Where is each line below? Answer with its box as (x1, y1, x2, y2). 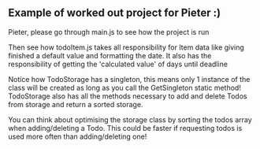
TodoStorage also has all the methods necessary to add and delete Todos (8, 91, 247, 101)
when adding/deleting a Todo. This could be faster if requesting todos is (8, 123, 243, 132)
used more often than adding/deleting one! (8, 132, 147, 141)
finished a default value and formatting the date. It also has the (8, 50, 212, 60)
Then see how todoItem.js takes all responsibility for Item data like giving (8, 43, 244, 52)
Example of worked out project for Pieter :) (8, 6, 221, 20)
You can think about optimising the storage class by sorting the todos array (8, 114, 252, 125)
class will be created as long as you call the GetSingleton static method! (8, 83, 242, 92)
